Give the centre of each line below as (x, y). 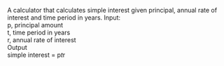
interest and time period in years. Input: (64, 18)
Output (17, 47)
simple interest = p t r (36, 55)
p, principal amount (35, 25)
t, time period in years (39, 32)
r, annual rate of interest (42, 40)
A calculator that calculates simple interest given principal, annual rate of (112, 10)
